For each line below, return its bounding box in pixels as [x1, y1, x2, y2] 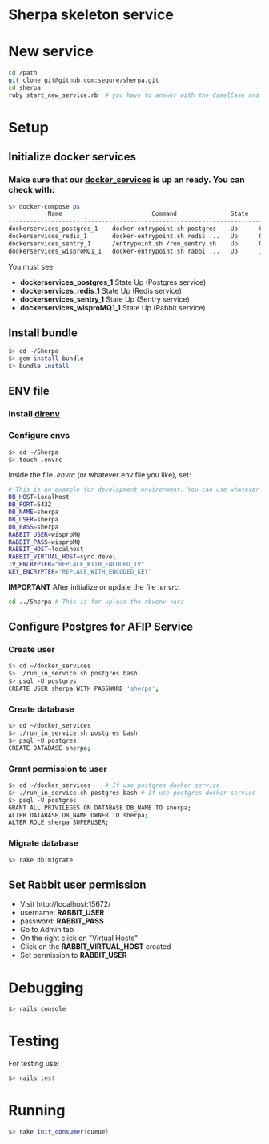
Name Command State [47, 210, 249, 218]
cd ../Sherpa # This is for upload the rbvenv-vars [8, 598, 184, 606]
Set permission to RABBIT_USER [19, 951, 127, 960]
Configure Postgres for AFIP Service [8, 620, 194, 634]
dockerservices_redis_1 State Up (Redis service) [19, 286, 183, 295]
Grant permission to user [8, 763, 107, 774]
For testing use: [8, 1059, 60, 1069]
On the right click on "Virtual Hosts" [19, 933, 139, 943]
